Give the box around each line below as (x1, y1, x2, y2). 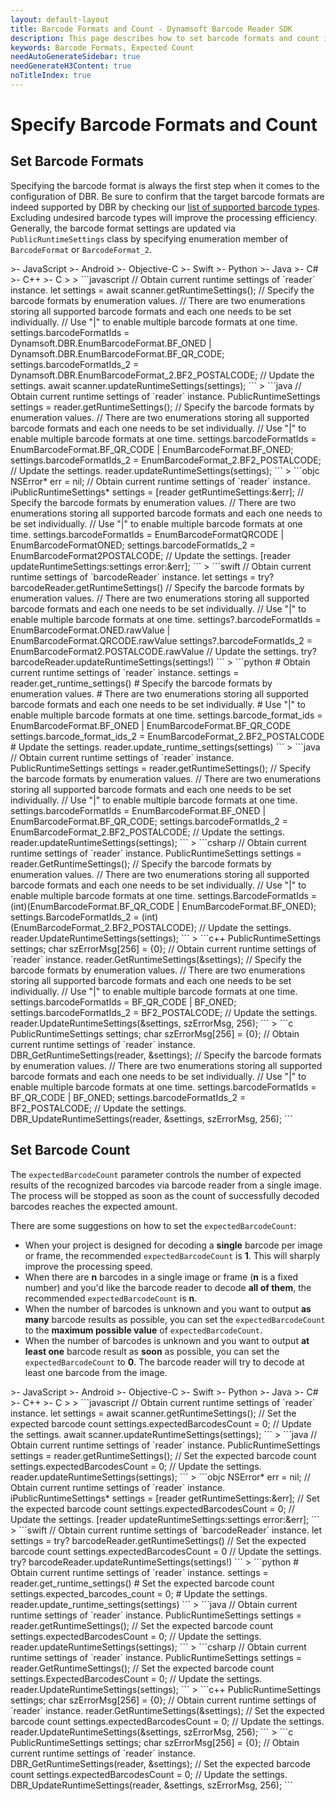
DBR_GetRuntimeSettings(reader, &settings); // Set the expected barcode (10, 1757, 311, 1770)
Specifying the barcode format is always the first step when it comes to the (10, 179, 320, 191)
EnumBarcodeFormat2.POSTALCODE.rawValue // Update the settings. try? (10, 645, 317, 657)
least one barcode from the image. (24, 1366, 168, 1378)
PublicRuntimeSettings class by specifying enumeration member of (10, 232, 289, 245)
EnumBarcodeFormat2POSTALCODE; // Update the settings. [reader (10, 549, 292, 561)
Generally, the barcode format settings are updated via (10, 222, 236, 234)
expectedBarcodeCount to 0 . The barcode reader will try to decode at (24, 1356, 305, 1368)
